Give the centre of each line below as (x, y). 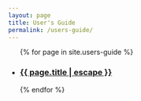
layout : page (30, 15)
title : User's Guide (42, 23)
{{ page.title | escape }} (66, 73)
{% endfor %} (42, 89)
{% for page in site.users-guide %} (76, 52)
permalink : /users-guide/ (50, 30)
